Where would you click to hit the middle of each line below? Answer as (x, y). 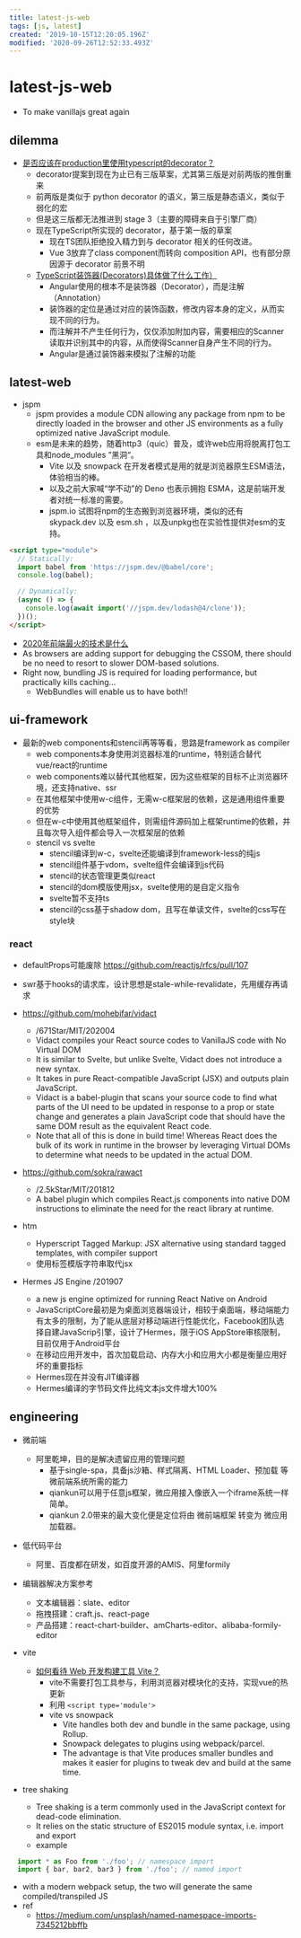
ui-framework (49, 720)
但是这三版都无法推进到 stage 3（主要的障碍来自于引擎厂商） (149, 219)
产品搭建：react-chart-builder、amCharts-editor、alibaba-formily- (159, 1625)
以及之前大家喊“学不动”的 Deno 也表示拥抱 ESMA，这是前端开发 (167, 488)
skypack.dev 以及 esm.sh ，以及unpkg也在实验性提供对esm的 (163, 522)
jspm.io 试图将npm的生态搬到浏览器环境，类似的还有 (146, 511)
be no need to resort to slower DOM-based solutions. (120, 663)
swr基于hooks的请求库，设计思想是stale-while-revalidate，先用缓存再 (151, 983)
